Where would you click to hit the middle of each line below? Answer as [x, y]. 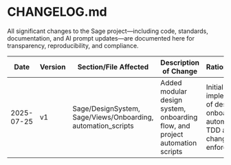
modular [174, 91]
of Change [180, 71]
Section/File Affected [113, 67]
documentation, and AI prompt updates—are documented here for [101, 38]
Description [180, 63]
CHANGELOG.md [57, 12]
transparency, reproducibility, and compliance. [73, 45]
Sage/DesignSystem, [106, 109]
